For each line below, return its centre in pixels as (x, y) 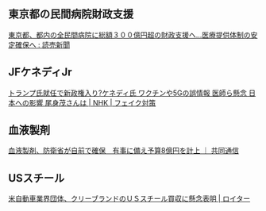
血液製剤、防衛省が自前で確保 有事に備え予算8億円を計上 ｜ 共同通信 (124, 151)
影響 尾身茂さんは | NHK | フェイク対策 (93, 102)
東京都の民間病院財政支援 (71, 14)
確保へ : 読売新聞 (42, 44)
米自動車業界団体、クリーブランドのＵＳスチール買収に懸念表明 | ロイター (129, 199)
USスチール (37, 178)
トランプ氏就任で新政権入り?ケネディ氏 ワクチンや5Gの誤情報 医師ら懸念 (128, 93)
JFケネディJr (40, 73)
